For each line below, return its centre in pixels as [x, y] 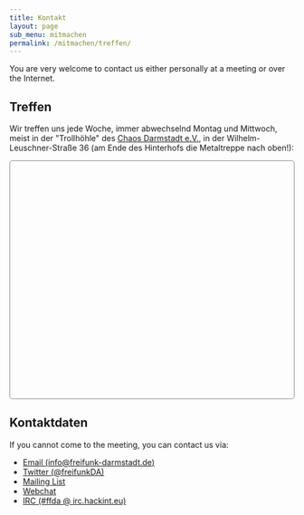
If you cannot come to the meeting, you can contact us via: [119, 444]
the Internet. [33, 79]
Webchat [39, 491]
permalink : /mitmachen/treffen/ [70, 43]
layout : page [34, 26]
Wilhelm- [243, 138]
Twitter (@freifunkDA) [63, 472]
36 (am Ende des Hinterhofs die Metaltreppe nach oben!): [186, 148]
